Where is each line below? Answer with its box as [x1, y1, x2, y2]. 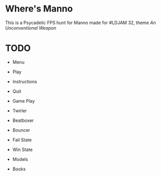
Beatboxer [12, 117, 34, 123]
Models [12, 156, 28, 162]
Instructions [12, 78, 37, 84]
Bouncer [12, 127, 30, 133]
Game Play [12, 98, 35, 104]
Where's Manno [5, 3, 73, 15]
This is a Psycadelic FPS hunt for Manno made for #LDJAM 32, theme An [5, 20, 156, 26]
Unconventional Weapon [5, 25, 56, 31]
